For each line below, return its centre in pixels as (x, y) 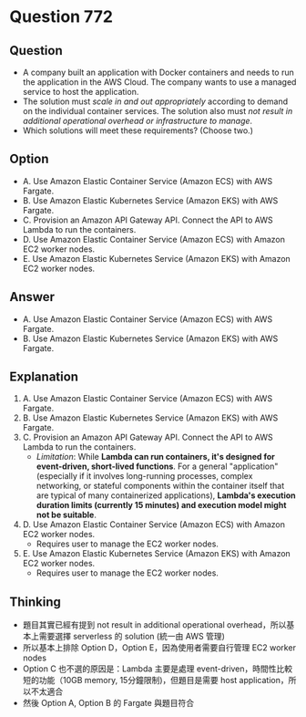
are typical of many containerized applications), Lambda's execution (166, 495)
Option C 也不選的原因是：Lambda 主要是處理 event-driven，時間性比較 (158, 669)
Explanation (44, 377)
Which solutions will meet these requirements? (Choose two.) (138, 130)
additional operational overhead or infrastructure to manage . (138, 121)
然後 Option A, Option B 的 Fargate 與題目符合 (108, 703)
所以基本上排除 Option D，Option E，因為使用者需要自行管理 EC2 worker (159, 648)
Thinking (36, 602)
